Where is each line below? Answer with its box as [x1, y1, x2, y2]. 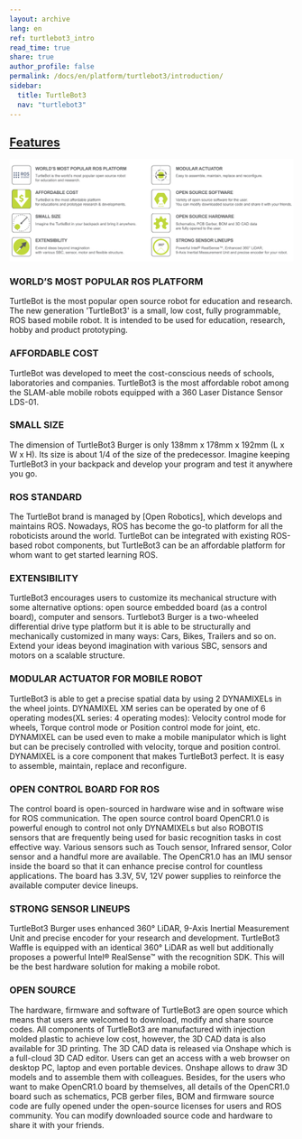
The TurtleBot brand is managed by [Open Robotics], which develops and [9, 511, 282, 523]
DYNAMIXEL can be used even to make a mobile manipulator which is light [9, 731, 287, 742]
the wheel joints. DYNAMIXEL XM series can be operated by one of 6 [9, 702, 266, 713]
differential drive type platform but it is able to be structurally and [9, 621, 251, 632]
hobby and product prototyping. [9, 325, 128, 336]
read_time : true [9, 43, 70, 52]
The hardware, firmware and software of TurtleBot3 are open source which [9, 1005, 288, 1015]
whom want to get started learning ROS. [9, 550, 159, 560]
